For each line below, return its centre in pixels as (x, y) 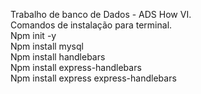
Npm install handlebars (58, 57)
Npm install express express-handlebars (93, 78)
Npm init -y (33, 35)
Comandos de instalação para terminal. (91, 25)
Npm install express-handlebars (76, 67)
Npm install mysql (47, 46)
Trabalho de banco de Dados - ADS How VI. (101, 14)
